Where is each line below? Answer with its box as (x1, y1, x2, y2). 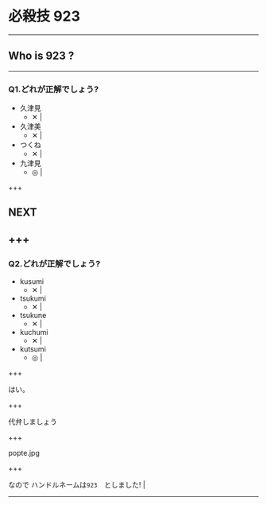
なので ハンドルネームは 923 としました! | (8, 480, 145, 490)
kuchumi (19, 328, 48, 337)
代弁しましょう (8, 417, 57, 426)
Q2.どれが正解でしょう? (8, 258, 101, 269)
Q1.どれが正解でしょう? (8, 84, 99, 95)
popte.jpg (8, 449, 40, 458)
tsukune (19, 311, 47, 320)
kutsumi (19, 344, 46, 354)
